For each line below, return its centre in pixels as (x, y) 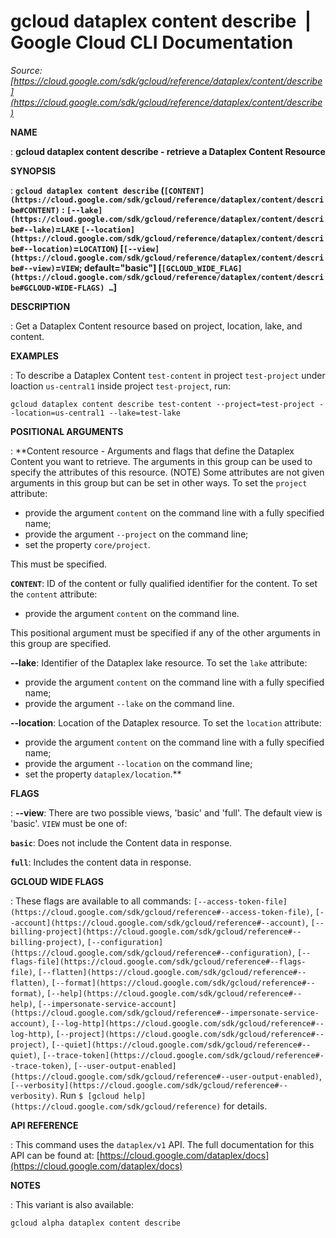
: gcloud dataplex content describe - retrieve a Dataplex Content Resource (168, 151)
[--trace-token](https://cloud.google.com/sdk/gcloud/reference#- (183, 1055)
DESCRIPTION (40, 306)
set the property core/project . (87, 544)
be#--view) (33, 268)
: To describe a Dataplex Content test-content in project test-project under (168, 375)
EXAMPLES (34, 356)
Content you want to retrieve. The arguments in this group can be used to (161, 461)
